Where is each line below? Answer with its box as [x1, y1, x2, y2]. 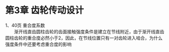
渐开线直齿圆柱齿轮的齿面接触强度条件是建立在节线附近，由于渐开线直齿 [14, 28, 164, 34]
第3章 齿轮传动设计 [5, 5, 84, 16]
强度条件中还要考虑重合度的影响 [5, 41, 72, 47]
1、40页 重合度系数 [5, 22, 45, 28]
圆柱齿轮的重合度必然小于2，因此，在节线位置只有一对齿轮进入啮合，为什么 [5, 35, 163, 41]
